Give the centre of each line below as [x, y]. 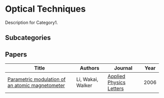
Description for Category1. [31, 22]
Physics [117, 82]
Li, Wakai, [87, 79]
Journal [123, 68]
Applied [116, 77]
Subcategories [28, 38]
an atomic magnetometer [36, 85]
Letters [116, 89]
